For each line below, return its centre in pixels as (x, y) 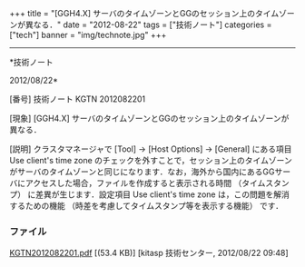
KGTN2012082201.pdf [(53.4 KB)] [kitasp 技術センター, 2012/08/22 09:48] (149, 253)
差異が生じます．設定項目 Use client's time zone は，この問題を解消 (162, 194)
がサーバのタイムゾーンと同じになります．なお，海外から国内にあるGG (142, 172)
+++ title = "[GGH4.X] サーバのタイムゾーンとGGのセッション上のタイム (144, 13)
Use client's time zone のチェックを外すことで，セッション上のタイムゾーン (151, 160)
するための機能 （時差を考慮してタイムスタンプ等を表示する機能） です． (147, 206)
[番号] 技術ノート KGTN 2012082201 (78, 99)
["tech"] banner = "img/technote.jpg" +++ (88, 35)
